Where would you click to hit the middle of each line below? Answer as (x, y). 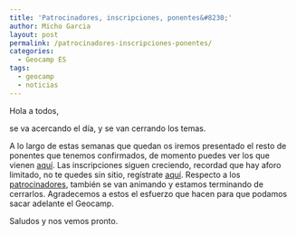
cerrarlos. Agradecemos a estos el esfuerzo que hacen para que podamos (148, 193)
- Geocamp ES (42, 60)
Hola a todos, (34, 110)
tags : (19, 69)
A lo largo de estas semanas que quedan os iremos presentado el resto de (148, 146)
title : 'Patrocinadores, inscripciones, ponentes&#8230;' (121, 18)
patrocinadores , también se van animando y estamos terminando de (137, 184)
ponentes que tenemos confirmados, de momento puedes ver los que (139, 155)
